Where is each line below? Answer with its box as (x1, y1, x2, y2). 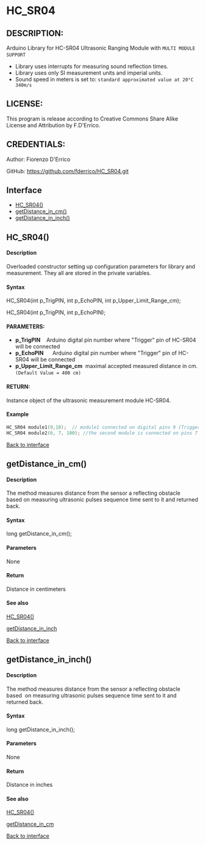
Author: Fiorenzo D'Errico (6, 156, 71, 163)
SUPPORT (6, 52, 26, 58)
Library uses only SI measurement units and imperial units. (15, 69, 163, 77)
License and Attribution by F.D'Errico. (6, 121, 101, 129)
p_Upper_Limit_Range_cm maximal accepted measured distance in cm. (15, 362, 198, 370)
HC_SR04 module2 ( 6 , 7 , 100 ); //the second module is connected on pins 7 (6, 430, 198, 436)
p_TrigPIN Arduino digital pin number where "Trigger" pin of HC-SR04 (15, 336, 196, 344)
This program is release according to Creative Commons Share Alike (6, 115, 179, 122)
